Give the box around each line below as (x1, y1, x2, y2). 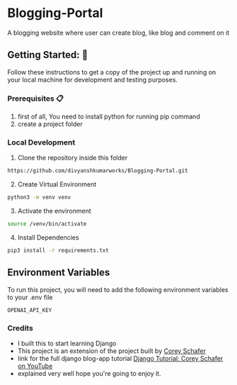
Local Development (7, 137, 76, 147)
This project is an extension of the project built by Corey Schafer (17, 346, 207, 355)
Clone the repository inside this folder (17, 154, 128, 162)
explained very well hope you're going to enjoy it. (17, 369, 161, 377)
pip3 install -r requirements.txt (7, 247, 110, 254)
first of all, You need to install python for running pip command (17, 112, 200, 121)
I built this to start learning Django (17, 339, 117, 347)
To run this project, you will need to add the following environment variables (7, 285, 229, 294)
